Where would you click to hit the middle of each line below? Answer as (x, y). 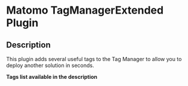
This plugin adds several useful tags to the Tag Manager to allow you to (94, 59)
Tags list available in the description (52, 77)
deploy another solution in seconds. (50, 65)
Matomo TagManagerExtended (85, 10)
